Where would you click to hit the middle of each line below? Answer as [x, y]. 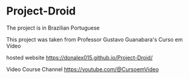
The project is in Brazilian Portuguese [53, 28]
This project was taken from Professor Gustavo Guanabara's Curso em [94, 39]
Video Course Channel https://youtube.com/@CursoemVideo [83, 69]
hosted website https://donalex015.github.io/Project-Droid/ [80, 57]
